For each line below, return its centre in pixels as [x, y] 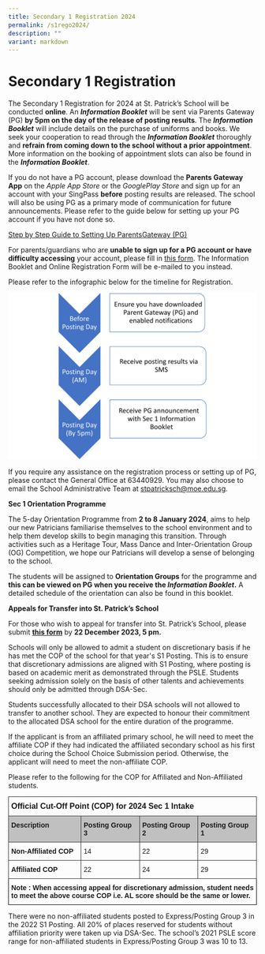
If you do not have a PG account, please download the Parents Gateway [126, 178]
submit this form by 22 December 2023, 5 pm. [85, 632]
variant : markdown [38, 42]
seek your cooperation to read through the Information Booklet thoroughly [130, 137]
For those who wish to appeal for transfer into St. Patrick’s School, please [127, 624]
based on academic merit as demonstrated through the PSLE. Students [123, 673]
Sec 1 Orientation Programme [57, 504]
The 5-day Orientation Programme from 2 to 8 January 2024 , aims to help [129, 519]
